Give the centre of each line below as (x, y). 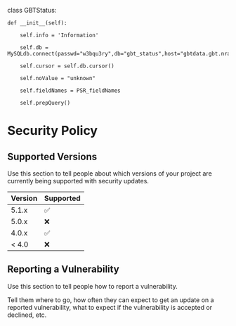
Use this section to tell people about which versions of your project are (110, 174)
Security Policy (53, 131)
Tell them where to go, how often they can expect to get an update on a (111, 300)
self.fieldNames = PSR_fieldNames (70, 91)
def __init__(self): (38, 23)
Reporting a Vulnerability (63, 269)
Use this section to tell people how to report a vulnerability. (92, 286)
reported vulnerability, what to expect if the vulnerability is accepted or (110, 307)
